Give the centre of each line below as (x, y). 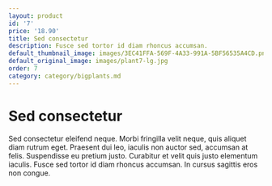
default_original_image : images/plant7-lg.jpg (88, 61)
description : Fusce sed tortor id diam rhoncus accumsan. (108, 46)
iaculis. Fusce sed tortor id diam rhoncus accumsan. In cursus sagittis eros (133, 164)
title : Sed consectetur (49, 38)
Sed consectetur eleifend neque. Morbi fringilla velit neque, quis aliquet (127, 138)
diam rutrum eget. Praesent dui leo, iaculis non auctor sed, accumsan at (128, 147)
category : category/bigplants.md (65, 76)
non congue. (30, 173)
